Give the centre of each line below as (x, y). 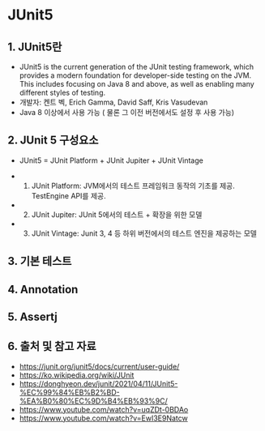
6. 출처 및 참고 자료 (52, 346)
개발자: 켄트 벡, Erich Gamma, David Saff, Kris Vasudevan (113, 102)
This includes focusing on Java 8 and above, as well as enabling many (137, 84)
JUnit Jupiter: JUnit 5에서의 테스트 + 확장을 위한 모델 (117, 214)
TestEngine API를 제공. (68, 195)
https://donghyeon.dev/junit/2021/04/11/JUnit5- (98, 383)
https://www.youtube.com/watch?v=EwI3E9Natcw (103, 418)
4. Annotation (43, 289)
